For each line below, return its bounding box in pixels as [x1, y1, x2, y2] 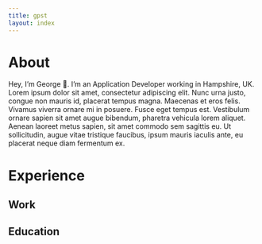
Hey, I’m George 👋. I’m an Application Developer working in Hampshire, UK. [8, 79, 255, 89]
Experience [8, 166, 85, 184]
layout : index [8, 19, 56, 27]
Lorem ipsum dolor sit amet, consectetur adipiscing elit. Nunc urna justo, [8, 88, 246, 98]
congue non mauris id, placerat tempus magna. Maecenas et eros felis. [8, 96, 241, 106]
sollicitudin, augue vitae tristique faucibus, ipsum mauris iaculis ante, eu [8, 130, 244, 140]
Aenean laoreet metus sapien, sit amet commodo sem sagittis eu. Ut [8, 122, 232, 131]
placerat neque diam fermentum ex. [8, 138, 125, 148]
